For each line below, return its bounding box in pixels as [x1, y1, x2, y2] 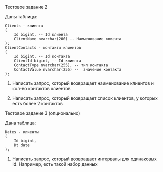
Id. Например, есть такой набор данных [12, 161, 98, 167]
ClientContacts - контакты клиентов [5, 45, 81, 50]
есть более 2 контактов [12, 101, 63, 106]
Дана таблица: [5, 120, 36, 126]
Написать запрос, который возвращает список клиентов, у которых [12, 95, 158, 101]
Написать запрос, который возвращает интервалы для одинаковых [12, 156, 157, 162]
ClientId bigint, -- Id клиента [14, 58, 81, 63]
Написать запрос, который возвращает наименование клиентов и [12, 80, 154, 86]
